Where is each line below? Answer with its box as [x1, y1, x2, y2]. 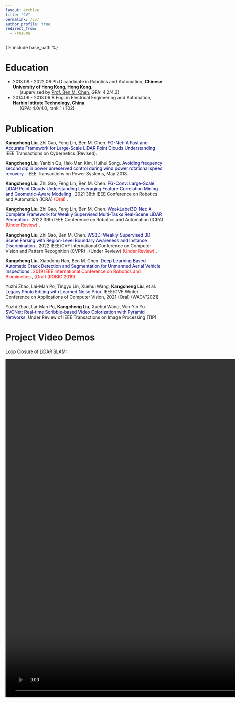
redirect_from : [5, 26, 37, 31]
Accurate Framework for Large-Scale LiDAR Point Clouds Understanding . [5, 145, 158, 151]
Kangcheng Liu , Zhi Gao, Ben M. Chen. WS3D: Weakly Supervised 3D [5, 231, 151, 238]
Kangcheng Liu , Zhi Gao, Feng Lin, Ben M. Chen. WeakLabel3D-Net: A [5, 206, 152, 212]
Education [5, 62, 49, 73]
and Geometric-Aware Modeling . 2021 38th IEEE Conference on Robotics [5, 191, 158, 197]
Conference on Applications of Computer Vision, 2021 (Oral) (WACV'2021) [5, 294, 159, 300]
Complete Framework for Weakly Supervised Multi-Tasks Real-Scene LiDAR [5, 211, 162, 217]
